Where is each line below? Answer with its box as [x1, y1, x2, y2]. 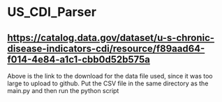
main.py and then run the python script [7, 87, 119, 94]
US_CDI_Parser [7, 4, 96, 20]
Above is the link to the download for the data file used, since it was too [7, 72, 213, 80]
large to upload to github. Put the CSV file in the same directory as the [7, 79, 209, 87]
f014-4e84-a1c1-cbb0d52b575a [7, 53, 151, 65]
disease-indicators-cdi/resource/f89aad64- [7, 42, 205, 54]
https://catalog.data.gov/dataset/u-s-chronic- [7, 32, 215, 44]
